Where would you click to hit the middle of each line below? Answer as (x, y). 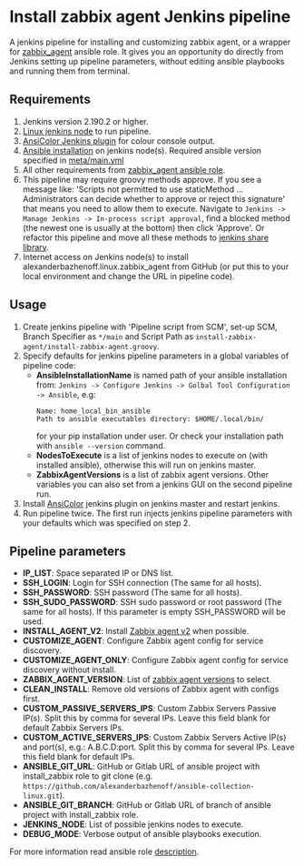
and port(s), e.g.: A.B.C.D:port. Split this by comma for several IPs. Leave (158, 747)
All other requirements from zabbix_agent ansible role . (124, 169)
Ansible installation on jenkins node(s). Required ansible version (142, 150)
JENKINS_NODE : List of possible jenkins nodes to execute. (133, 824)
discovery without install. (69, 670)
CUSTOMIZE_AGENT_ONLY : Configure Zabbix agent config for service (155, 660)
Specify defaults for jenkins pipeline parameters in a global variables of (156, 356)
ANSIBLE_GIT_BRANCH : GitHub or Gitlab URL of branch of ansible (147, 805)
